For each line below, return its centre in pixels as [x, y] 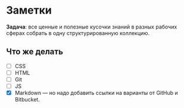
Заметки [29, 10]
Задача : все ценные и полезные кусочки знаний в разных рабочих [92, 27]
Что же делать [35, 52]
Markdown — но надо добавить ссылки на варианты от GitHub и [96, 93]
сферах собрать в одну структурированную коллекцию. [78, 33]
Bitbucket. [27, 100]
